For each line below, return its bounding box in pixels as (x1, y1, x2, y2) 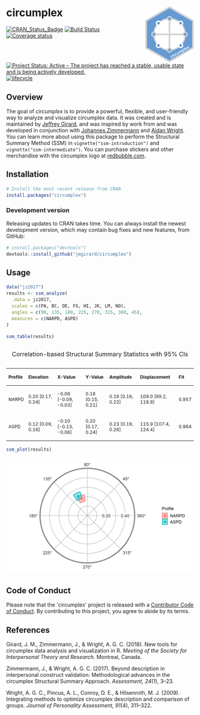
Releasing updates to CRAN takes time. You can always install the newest (6, 219, 186, 227)
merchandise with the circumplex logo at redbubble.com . (6, 152, 146, 159)
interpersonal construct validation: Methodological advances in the (6, 671, 170, 678)
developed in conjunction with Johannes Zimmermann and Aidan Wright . (6, 127, 185, 134)
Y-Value (85, 374, 104, 380)
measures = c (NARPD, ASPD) (11, 315, 79, 321)
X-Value (57, 374, 76, 380)
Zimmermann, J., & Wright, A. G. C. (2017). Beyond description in (6, 665, 165, 672)
